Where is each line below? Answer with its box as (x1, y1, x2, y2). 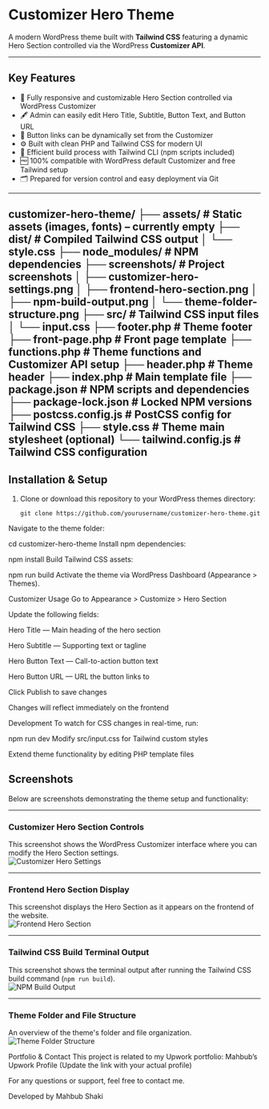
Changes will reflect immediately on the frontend (8, 703, 170, 712)
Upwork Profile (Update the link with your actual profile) (8, 1060, 192, 1070)
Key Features (8, 71, 76, 85)
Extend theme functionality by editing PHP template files (8, 749, 195, 759)
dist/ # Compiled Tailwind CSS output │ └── (8, 232, 233, 246)
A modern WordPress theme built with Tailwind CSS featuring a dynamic (8, 32, 248, 42)
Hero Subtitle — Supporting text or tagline (8, 640, 147, 650)
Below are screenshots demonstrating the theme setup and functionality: (8, 793, 249, 803)
